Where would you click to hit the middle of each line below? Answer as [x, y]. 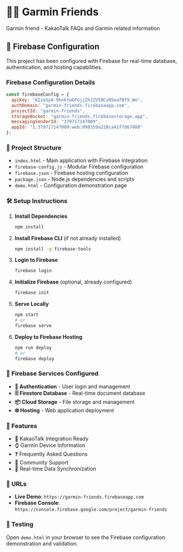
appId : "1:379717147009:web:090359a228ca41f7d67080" [77, 127]
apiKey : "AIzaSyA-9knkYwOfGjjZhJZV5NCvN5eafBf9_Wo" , [77, 100]
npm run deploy [33, 348]
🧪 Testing [20, 524]
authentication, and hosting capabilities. [54, 67]
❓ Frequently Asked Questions [51, 454]
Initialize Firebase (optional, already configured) [73, 282]
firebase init [32, 293]
